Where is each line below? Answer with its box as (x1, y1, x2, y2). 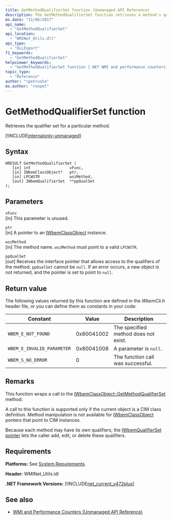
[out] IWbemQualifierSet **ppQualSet (12, 179, 95, 184)
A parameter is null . (113, 345, 162, 352)
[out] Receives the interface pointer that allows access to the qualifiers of (5, 258, 160, 265)
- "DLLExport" (10, 46, 40, 51)
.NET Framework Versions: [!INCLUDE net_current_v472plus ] (5, 481, 135, 487)
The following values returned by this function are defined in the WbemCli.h (5, 298, 165, 304)
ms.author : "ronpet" (5, 83, 50, 89)
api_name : (5, 21, 27, 27)
